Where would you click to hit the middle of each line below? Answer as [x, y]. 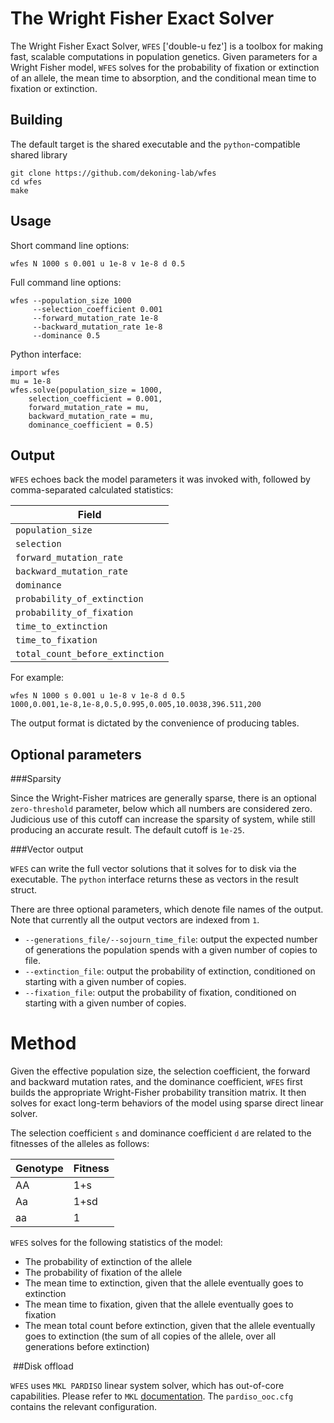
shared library [39, 154]
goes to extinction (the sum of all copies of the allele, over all [150, 1336]
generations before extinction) [87, 1347]
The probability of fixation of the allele [103, 1273]
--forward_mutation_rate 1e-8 [95, 318]
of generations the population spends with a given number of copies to [171, 950]
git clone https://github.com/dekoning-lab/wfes [113, 173]
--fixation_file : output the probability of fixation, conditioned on [160, 993]
